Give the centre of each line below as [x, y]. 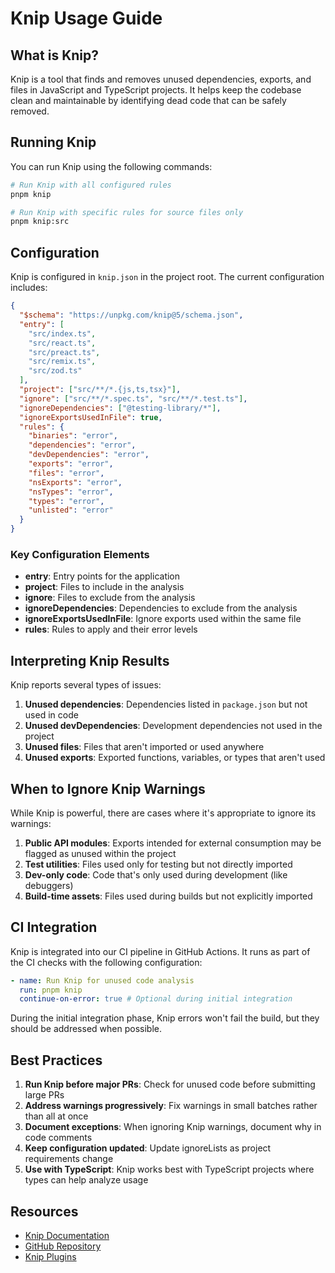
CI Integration [54, 927]
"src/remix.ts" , [62, 362]
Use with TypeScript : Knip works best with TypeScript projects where [169, 1169]
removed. [30, 111]
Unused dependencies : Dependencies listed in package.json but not [166, 704]
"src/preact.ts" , [64, 352]
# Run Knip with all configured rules [91, 185]
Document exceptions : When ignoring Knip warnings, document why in [173, 1127]
